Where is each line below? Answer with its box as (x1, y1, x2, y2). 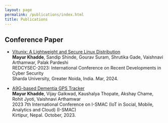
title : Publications (5, 17, 48, 22)
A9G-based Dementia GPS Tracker (12, 85, 85, 91)
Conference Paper (5, 35, 64, 44)
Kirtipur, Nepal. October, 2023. (12, 112, 76, 118)
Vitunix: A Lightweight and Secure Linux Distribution (12, 49, 121, 55)
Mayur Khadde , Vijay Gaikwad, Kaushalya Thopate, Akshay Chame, (12, 91, 154, 97)
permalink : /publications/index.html (5, 12, 84, 17)
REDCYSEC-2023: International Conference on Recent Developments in (12, 65, 161, 71)
